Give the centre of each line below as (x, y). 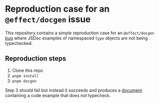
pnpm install (25, 76)
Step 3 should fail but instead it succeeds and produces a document (74, 90)
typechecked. (19, 43)
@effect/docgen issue (48, 19)
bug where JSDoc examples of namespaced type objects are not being (76, 38)
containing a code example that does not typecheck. (58, 95)
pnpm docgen (24, 81)
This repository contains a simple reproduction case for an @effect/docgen (80, 33)
